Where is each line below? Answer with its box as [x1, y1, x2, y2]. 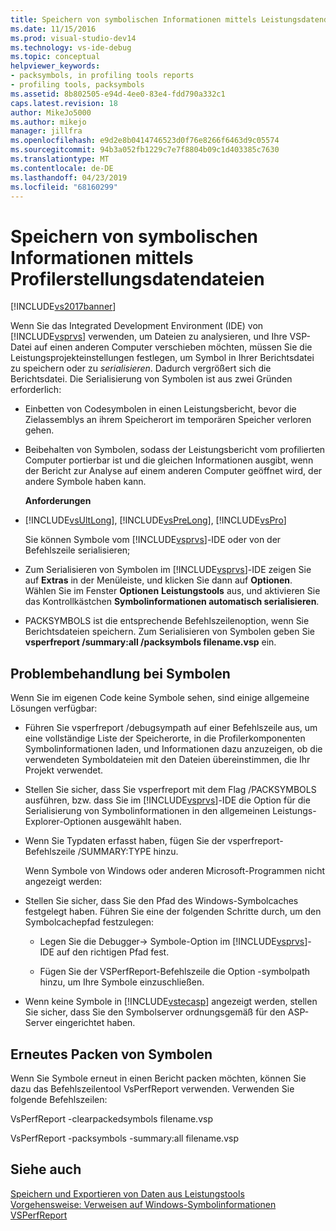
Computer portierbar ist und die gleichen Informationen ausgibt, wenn [24, 454, 314, 466]
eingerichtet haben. [54, 1017, 136, 1029]
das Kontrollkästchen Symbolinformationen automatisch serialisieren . [24, 596, 320, 608]
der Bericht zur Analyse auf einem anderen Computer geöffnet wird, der [24, 465, 323, 477]
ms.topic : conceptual [10, 52, 101, 62]
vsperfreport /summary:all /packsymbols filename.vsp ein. [24, 636, 277, 648]
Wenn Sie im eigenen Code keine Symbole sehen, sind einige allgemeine [10, 692, 310, 704]
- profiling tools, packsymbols [10, 80, 145, 90]
